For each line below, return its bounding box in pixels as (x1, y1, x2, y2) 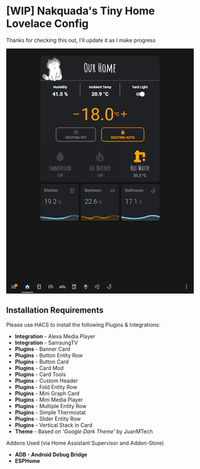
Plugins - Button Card (14, 358, 69, 365)
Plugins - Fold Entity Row (14, 383, 77, 390)
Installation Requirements (6, 306, 104, 316)
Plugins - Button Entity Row (14, 351, 83, 359)
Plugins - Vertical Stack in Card (14, 421, 93, 428)
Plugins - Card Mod (14, 364, 64, 371)
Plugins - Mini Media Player (14, 396, 83, 403)
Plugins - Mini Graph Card (14, 390, 80, 397)
